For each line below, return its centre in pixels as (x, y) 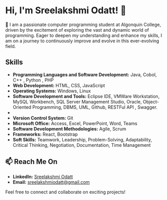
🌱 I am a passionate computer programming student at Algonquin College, (83, 24)
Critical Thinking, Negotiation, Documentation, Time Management (82, 145)
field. (11, 46)
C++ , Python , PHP (33, 80)
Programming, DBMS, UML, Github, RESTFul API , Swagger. (95, 107)
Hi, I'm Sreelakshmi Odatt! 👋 (66, 10)
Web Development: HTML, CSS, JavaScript (59, 85)
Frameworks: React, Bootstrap (45, 134)
